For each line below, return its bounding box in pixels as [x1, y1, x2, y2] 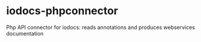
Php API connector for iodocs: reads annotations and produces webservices [6, 24, 195, 31]
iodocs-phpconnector [6, 4, 118, 18]
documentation [6, 30, 44, 37]
